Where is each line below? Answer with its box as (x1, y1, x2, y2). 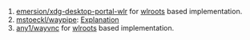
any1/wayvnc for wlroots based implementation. (15, 24, 175, 32)
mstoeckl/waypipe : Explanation (15, 15, 119, 24)
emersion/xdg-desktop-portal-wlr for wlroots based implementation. (15, 7, 243, 16)
